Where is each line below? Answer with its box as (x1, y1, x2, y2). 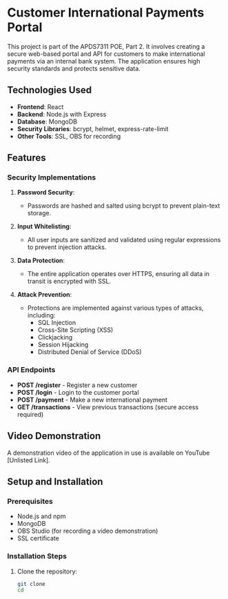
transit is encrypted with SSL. (27, 277, 112, 286)
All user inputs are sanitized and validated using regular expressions (27, 236, 221, 244)
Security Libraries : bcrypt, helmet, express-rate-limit (17, 124, 169, 132)
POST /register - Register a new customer (17, 381, 138, 389)
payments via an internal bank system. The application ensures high (7, 57, 200, 65)
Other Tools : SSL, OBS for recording (17, 132, 121, 140)
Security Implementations (7, 173, 96, 182)
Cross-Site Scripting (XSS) (37, 326, 114, 334)
